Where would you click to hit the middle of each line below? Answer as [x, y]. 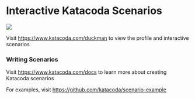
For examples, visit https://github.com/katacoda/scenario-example [86, 90]
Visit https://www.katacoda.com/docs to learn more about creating [86, 72]
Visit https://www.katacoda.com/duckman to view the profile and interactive [97, 38]
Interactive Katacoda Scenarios [84, 11]
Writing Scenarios [32, 59]
